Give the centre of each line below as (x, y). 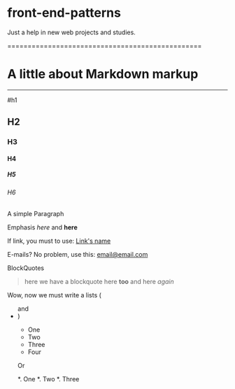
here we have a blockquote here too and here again (99, 282)
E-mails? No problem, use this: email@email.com (78, 255)
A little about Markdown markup (103, 74)
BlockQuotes (26, 268)
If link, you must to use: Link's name (59, 241)
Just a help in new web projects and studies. (72, 32)
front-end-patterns (64, 13)
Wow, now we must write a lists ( (54, 295)
